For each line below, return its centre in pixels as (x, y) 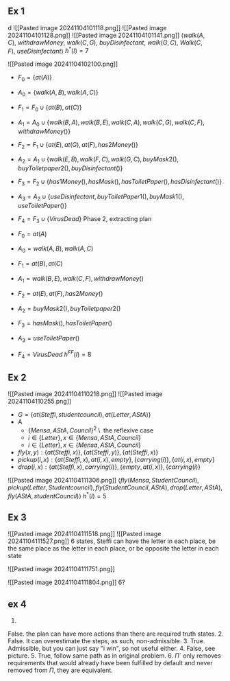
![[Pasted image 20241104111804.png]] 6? (66, 582)
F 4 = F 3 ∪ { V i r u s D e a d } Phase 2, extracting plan (85, 219)
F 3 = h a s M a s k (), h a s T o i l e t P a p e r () (65, 324)
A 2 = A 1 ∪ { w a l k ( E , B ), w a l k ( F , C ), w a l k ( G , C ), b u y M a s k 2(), (98, 160)
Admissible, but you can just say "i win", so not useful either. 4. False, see (112, 649)
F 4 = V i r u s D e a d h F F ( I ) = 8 (54, 355)
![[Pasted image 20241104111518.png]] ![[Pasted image (85, 534)
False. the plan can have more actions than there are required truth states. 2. (116, 634)
